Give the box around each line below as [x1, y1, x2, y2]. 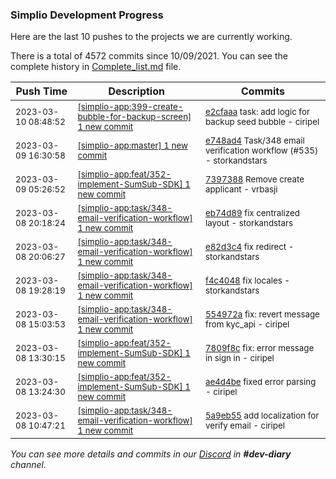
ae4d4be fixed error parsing [204, 376, 317, 388]
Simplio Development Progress [10, 8, 164, 22]
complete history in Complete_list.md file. [10, 61, 182, 73]
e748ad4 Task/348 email [204, 135, 305, 147]
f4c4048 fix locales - [204, 275, 291, 287]
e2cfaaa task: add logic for [204, 106, 310, 118]
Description [108, 84, 165, 98]
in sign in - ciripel [204, 353, 275, 364]
